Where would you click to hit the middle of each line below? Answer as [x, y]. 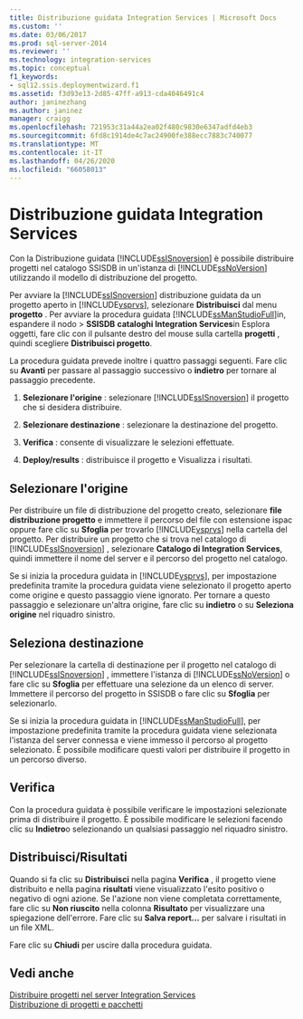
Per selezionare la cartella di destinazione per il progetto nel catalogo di [143, 664]
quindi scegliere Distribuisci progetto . [81, 343]
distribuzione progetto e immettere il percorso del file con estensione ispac [151, 520]
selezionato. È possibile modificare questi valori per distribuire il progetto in [150, 749]
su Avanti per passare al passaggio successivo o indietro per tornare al [143, 370]
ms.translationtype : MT [54, 144]
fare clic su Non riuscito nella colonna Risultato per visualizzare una [137, 908]
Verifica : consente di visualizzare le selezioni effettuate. [128, 442]
